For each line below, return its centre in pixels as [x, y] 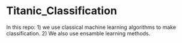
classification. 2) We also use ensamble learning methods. [78, 33]
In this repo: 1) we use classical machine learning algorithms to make [91, 27]
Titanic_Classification [62, 11]
